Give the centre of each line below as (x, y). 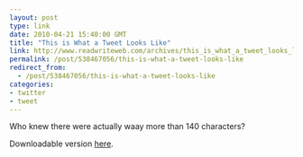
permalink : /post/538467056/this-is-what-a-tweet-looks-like (127, 59)
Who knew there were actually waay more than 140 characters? (128, 126)
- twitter (28, 92)
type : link (30, 26)
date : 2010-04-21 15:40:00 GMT (68, 34)
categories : (32, 84)
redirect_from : (38, 68)
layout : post (34, 17)
